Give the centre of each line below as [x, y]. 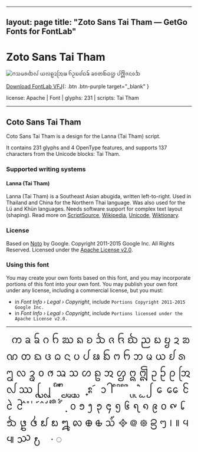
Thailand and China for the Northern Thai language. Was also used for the [96, 203]
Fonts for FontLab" [41, 32]
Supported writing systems [46, 169]
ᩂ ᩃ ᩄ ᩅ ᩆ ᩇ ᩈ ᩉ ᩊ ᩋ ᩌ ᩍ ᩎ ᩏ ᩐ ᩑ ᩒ [98, 373]
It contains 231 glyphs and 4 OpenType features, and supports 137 [87, 148]
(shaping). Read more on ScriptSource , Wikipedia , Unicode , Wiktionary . [93, 215]
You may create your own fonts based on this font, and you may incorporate [98, 277]
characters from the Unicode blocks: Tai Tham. [63, 154]
